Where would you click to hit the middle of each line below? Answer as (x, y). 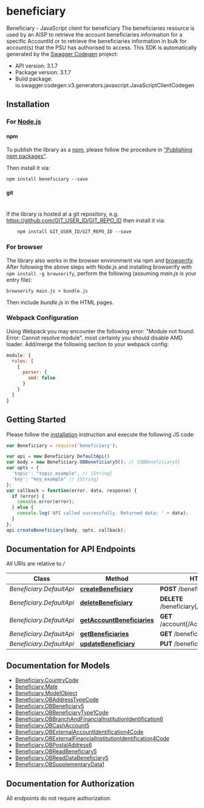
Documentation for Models (58, 665)
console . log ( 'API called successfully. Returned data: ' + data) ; (103, 513)
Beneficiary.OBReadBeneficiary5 (56, 751)
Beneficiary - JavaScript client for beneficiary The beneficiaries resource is (100, 28)
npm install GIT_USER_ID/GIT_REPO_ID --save (74, 232)
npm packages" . (27, 156)
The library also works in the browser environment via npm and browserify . (100, 260)
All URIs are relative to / (36, 564)
